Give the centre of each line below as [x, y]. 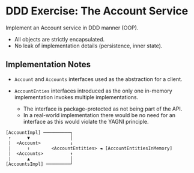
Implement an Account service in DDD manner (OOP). [72, 28]
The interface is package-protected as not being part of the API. [103, 109]
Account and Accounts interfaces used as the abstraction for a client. [98, 79]
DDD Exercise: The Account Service [97, 11]
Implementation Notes [48, 65]
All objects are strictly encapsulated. [59, 39]
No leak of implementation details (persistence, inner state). [88, 46]
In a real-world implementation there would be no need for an [99, 115]
